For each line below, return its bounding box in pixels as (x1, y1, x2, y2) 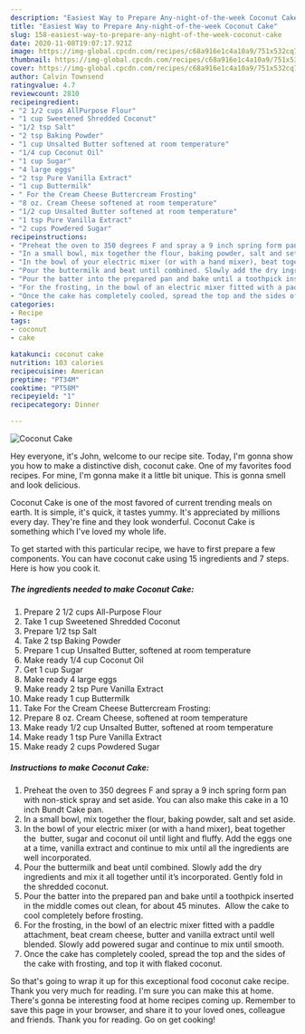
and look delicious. (10, 479, 81, 490)
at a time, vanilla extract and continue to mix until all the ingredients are (23, 842, 290, 853)
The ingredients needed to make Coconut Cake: (10, 584, 195, 594)
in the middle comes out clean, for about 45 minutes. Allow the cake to (23, 900, 290, 911)
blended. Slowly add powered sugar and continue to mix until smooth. (23, 939, 284, 950)
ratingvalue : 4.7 (10, 81, 76, 90)
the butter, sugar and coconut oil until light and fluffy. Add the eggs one (23, 833, 292, 844)
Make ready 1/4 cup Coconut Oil (23, 654, 144, 665)
